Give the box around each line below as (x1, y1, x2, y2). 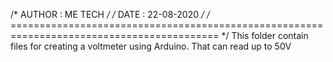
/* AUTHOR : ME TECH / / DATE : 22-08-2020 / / (10, 9, 210, 20)
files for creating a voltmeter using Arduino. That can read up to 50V (10, 40, 292, 52)
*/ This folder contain (221, 30, 309, 41)
